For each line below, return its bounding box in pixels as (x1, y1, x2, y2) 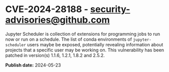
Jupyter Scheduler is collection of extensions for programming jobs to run (5, 31, 160, 37)
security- (90, 4, 131, 15)
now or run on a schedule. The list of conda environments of (5, 36, 132, 42)
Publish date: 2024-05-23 (5, 62, 61, 68)
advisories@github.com (5, 14, 110, 26)
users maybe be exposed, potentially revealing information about (27, 41, 163, 47)
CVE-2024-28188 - (5, 4, 89, 15)
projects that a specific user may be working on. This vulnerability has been (5, 47, 164, 53)
